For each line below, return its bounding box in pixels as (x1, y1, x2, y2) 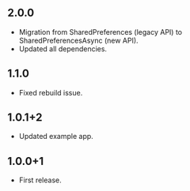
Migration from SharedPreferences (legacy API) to (18, 27, 183, 36)
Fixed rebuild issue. (18, 88, 83, 97)
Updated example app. (18, 132, 94, 141)
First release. (18, 175, 62, 185)
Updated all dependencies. (18, 43, 108, 54)
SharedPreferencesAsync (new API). (18, 36, 139, 45)
